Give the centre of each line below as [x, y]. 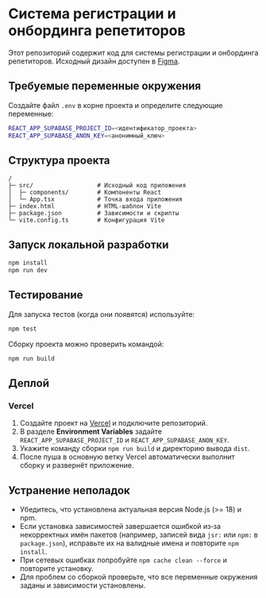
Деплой [29, 383]
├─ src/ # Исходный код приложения [97, 186]
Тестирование [46, 295]
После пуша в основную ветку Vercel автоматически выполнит [127, 457]
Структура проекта [59, 160]
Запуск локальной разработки [89, 244]
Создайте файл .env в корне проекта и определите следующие [116, 105]
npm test [23, 329]
